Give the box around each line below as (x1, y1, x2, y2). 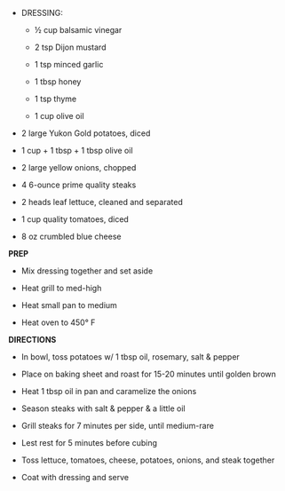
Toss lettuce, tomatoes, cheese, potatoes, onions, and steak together (20, 455, 275, 465)
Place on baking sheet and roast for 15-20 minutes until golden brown (20, 368, 277, 379)
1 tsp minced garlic (34, 59, 104, 69)
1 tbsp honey (34, 76, 82, 87)
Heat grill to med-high (20, 283, 102, 293)
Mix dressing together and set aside (20, 265, 154, 276)
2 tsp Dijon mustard (34, 42, 107, 52)
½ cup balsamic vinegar (34, 25, 123, 35)
